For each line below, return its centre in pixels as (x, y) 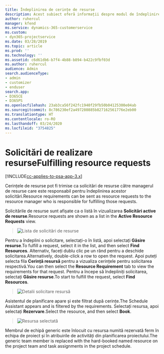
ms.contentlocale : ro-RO (30, 119)
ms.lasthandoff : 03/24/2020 (34, 124)
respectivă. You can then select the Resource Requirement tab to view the (80, 266)
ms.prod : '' (17, 51)
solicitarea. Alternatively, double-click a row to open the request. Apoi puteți (81, 256)
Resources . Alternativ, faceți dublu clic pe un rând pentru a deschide (74, 251)
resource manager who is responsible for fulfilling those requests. (71, 202)
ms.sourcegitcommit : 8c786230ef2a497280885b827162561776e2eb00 (71, 110)
